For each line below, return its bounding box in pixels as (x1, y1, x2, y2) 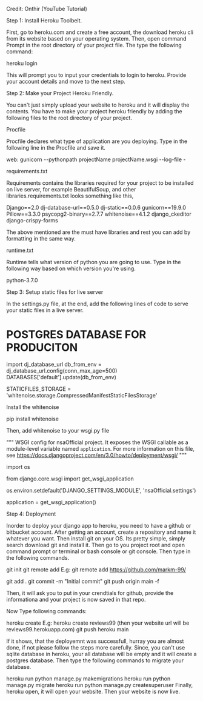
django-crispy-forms (6, 217, 59, 224)
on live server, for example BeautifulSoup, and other (6, 186, 136, 193)
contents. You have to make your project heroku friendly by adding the (6, 108, 183, 115)
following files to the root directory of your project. (6, 115, 132, 121)
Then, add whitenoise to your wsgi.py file (6, 427, 110, 434)
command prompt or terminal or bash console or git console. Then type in (6, 548, 191, 555)
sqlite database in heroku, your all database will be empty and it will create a (6, 650, 197, 657)
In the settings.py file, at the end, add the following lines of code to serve (6, 300, 189, 307)
